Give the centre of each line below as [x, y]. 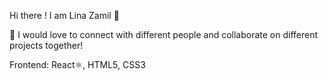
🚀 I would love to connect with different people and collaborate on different [164, 34]
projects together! [46, 45]
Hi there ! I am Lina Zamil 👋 [64, 15]
